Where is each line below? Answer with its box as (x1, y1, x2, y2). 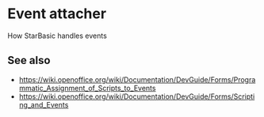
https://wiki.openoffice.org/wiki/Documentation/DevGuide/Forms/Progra (18, 74, 256, 84)
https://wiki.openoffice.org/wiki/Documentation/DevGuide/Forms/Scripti (18, 92, 255, 101)
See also (7, 54, 51, 67)
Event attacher (7, 5, 107, 23)
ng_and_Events (18, 100, 69, 109)
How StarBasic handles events (7, 31, 108, 40)
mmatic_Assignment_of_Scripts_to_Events (18, 83, 156, 92)
